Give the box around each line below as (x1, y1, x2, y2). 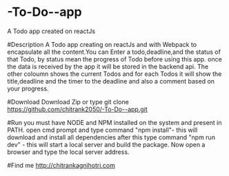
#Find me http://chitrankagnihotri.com (7, 161, 115, 169)
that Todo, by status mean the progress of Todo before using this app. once (7, 55, 222, 63)
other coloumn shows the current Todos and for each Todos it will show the (7, 70, 222, 78)
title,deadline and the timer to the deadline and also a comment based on (7, 77, 215, 85)
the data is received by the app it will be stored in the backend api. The (7, 62, 209, 70)
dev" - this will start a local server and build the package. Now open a (7, 140, 206, 148)
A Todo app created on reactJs (7, 27, 95, 35)
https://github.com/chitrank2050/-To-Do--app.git (7, 105, 148, 113)
